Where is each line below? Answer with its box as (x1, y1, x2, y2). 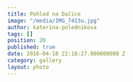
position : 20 (7, 37, 46, 44)
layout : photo (7, 63, 50, 71)
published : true (7, 43, 55, 51)
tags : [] (7, 30, 33, 38)
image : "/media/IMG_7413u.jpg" (7, 17, 100, 24)
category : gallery (7, 57, 62, 64)
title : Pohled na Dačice (7, 10, 81, 18)
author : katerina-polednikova (7, 24, 97, 31)
